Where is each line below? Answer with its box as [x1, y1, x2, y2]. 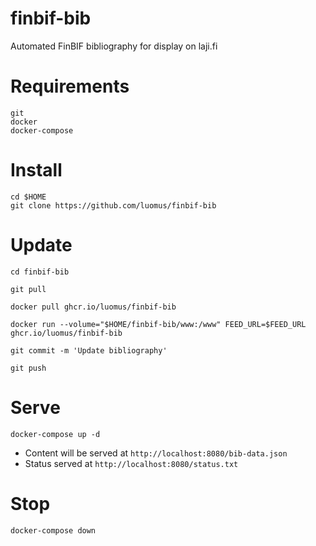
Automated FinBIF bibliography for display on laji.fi [10, 40, 218, 52]
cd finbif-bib [10, 267, 70, 277]
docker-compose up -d [10, 429, 101, 439]
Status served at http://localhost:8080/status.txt [24, 457, 239, 469]
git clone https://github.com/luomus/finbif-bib [10, 200, 217, 211]
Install [10, 159, 63, 182]
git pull [10, 284, 47, 294]
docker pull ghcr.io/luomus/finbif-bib [10, 302, 177, 312]
